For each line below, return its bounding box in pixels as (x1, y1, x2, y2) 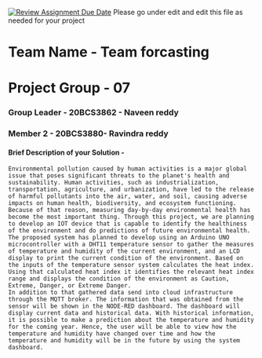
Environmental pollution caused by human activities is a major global (8, 165, 247, 173)
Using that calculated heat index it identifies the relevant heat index (8, 268, 255, 276)
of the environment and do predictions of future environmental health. (8, 227, 251, 235)
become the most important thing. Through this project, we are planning (8, 213, 255, 221)
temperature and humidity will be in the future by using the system (8, 337, 241, 345)
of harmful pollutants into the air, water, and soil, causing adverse (8, 192, 247, 200)
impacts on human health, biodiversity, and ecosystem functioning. (8, 199, 237, 207)
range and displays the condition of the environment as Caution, (8, 275, 230, 283)
